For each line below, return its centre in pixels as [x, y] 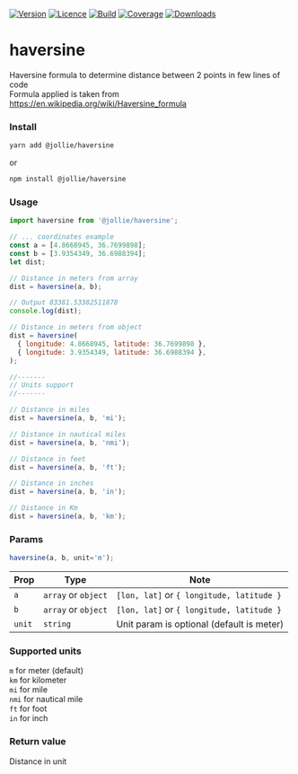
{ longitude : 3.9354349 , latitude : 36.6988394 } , [112, 352]
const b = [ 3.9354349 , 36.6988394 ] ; [78, 253]
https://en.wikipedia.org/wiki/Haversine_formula [98, 103]
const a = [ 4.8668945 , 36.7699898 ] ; [78, 246]
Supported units [46, 651]
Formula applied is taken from [64, 93]
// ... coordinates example [62, 237]
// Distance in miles [50, 410]
